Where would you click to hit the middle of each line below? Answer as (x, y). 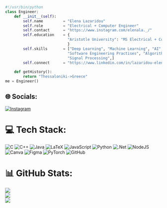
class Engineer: (22, 12)
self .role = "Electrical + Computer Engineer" (81, 26)
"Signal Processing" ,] (91, 58)
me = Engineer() (22, 81)
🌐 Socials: (21, 97)
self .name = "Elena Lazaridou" (64, 21)
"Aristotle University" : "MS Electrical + (112, 40)
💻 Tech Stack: (36, 130)
